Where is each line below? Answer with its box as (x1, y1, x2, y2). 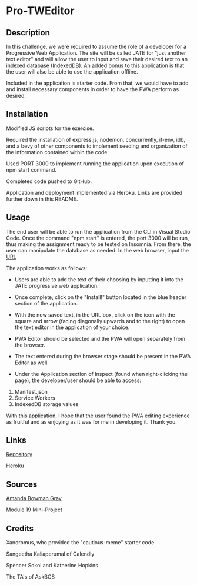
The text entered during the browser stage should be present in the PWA (14, 353, 191, 360)
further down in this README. (6, 195, 78, 202)
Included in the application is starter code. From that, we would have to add (6, 79, 189, 87)
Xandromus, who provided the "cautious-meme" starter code (6, 539, 155, 546)
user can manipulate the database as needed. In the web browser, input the (6, 247, 189, 254)
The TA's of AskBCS (6, 573, 55, 580)
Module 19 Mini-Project (6, 506, 63, 513)
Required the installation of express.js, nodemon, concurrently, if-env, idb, (6, 136, 186, 143)
